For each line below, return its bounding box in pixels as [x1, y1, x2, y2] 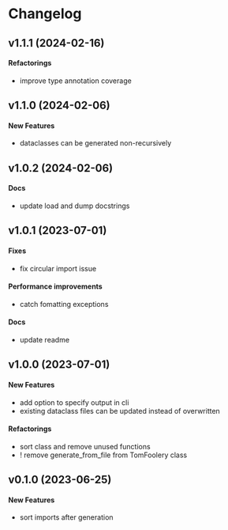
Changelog [8, 5, 82, 23]
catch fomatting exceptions [19, 299, 109, 309]
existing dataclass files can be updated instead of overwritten [19, 406, 221, 415]
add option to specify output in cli [19, 397, 129, 407]
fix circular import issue [19, 263, 97, 273]
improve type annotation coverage [19, 76, 132, 85]
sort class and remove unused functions [19, 441, 151, 451]
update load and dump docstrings [19, 201, 130, 210]
